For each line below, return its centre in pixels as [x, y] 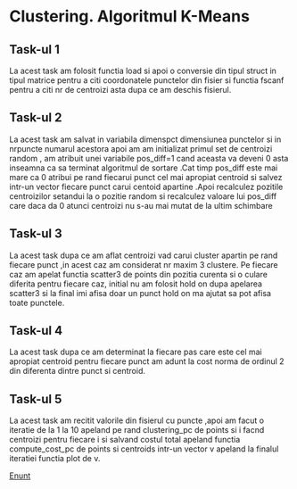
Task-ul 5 [36, 399]
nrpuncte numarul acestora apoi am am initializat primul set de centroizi [141, 148]
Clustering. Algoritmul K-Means [129, 17]
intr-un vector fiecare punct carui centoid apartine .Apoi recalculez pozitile [146, 186]
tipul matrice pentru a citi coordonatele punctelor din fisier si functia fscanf [147, 80]
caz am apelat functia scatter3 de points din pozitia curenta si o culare [138, 274]
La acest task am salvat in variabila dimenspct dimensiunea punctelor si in [145, 139]
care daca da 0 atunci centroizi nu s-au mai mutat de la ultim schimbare [141, 205]
